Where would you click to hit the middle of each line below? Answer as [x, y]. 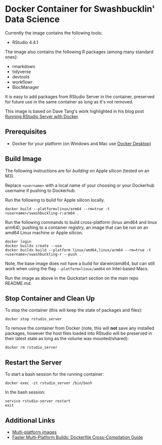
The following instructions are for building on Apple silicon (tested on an [77, 171]
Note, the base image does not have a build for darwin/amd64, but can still [80, 263]
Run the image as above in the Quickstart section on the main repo [72, 278]
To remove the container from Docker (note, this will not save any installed [80, 328]
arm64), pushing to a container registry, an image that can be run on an [77, 227]
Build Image [23, 159]
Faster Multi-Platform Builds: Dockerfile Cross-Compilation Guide [78, 437]
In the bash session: [25, 392]
